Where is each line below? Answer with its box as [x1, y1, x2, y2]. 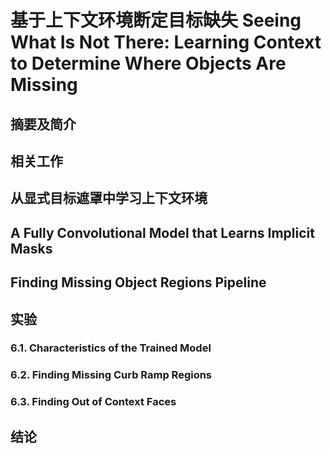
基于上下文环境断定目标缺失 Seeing [10, 9, 302, 32]
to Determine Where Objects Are [10, 52, 287, 75]
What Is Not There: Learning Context [10, 31, 322, 54]
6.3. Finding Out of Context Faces [10, 395, 177, 409]
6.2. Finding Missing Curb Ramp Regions [10, 368, 213, 382]
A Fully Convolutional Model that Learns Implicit [10, 224, 315, 241]
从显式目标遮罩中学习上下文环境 [10, 190, 208, 207]
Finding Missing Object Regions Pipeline [10, 274, 267, 291]
